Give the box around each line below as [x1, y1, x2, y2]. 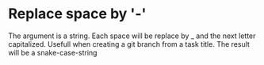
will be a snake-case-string [8, 48, 98, 57]
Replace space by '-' [8, 5, 147, 23]
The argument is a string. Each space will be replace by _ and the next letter [8, 31, 256, 40]
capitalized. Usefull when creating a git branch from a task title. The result [8, 39, 250, 48]
